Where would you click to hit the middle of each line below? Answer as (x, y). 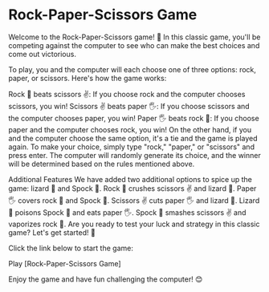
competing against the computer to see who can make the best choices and (134, 45)
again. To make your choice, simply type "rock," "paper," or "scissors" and (132, 147)
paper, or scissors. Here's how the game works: (88, 78)
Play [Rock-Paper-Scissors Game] (65, 263)
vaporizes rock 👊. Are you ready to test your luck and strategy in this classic (134, 224)
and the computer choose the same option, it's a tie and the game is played (133, 138)
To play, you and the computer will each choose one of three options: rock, (132, 69)
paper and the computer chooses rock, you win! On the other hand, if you (130, 129)
